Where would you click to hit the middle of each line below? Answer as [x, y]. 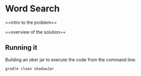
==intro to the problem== [31, 22]
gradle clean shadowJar [30, 69]
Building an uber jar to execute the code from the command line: [71, 60]
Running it [21, 48]
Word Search [32, 9]
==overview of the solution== [35, 32]
